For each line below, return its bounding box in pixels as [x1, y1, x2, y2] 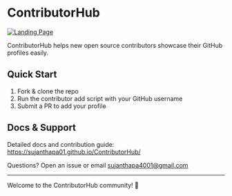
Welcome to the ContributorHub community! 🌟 [7, 181, 139, 189]
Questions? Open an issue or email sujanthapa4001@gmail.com [7, 161, 188, 169]
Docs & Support [7, 122, 77, 134]
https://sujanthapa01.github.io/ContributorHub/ [7, 148, 141, 156]
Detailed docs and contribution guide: [7, 140, 115, 148]
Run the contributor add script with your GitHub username [17, 94, 183, 103]
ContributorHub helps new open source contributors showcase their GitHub [7, 41, 223, 49]
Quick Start [7, 69, 57, 80]
